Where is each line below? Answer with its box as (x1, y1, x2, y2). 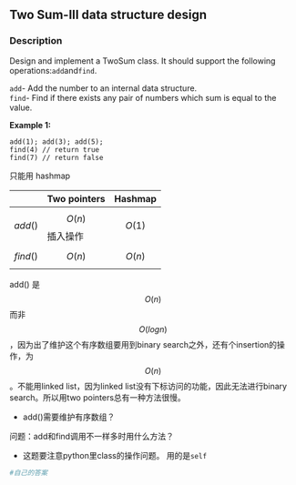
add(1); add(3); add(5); (9, 136, 104, 147)
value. (9, 102, 33, 113)
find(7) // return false (9, 153, 104, 162)
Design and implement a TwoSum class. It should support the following (9, 55, 276, 66)
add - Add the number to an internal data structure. (9, 82, 198, 94)
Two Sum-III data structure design (9, 7, 208, 23)
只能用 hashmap (9, 170, 71, 181)
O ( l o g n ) (138, 323, 168, 335)
